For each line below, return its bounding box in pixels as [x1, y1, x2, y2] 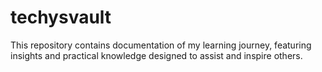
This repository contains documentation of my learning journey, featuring [10, 39, 312, 51]
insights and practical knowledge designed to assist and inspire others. [10, 49, 303, 61]
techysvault [10, 6, 112, 29]
